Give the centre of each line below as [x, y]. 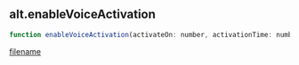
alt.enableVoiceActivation [82, 14]
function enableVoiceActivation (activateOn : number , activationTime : [141, 34]
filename [25, 51]
